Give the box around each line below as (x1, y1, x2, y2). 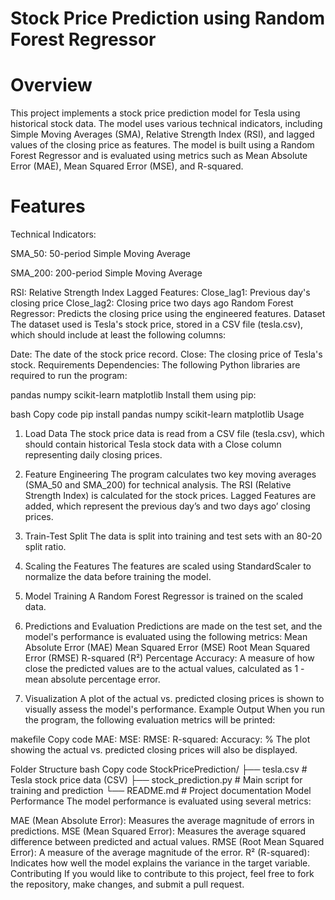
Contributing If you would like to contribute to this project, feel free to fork (10, 868, 315, 880)
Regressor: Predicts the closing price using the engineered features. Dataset (10, 308, 326, 320)
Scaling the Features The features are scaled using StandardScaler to (24, 560, 312, 572)
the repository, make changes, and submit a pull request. (10, 878, 245, 891)
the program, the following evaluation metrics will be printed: (24, 714, 276, 726)
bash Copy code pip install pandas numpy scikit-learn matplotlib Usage (10, 408, 305, 421)
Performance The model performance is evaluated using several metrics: (10, 795, 312, 807)
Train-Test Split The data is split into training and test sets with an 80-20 (24, 530, 323, 542)
